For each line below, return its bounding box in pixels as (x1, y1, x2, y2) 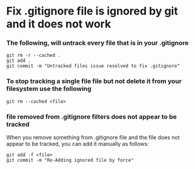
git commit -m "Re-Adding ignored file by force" (6, 157, 134, 164)
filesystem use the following (6, 85, 92, 93)
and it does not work (6, 17, 111, 31)
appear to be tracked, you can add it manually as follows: (6, 141, 150, 148)
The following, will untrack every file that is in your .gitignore (6, 39, 189, 47)
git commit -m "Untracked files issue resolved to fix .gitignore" (6, 63, 180, 69)
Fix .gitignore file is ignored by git (6, 4, 179, 18)
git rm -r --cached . (6, 53, 61, 59)
